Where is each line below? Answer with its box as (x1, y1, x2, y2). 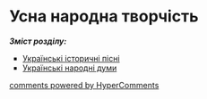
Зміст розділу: (9, 36, 67, 46)
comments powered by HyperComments (9, 79, 160, 90)
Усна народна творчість (9, 6, 199, 27)
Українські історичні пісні (22, 53, 120, 63)
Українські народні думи (22, 62, 117, 73)
